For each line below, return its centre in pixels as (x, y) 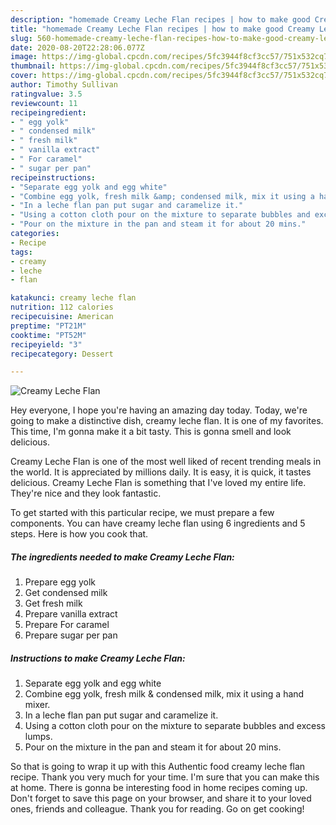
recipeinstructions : (53, 177)
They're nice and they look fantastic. (86, 493)
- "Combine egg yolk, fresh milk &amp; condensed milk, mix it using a (162, 196)
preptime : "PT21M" (48, 326)
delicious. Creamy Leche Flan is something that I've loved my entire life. (158, 483)
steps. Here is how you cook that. (79, 534)
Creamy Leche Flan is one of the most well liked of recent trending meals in (166, 462)
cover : (24, 76)
